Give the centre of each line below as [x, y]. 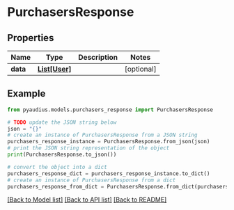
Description [98, 57]
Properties [31, 38]
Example [26, 94]
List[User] [54, 69]
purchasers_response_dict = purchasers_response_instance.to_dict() [109, 173]
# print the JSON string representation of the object [88, 148]
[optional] [140, 69]
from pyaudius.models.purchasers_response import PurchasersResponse [110, 110]
